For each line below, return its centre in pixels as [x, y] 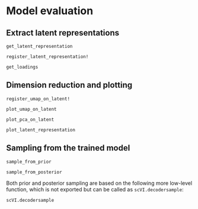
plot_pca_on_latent [30, 120]
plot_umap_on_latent [32, 109]
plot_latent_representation [41, 130]
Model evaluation [50, 11]
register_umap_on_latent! [38, 99]
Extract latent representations [63, 33]
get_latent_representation [39, 46]
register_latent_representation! [47, 57]
